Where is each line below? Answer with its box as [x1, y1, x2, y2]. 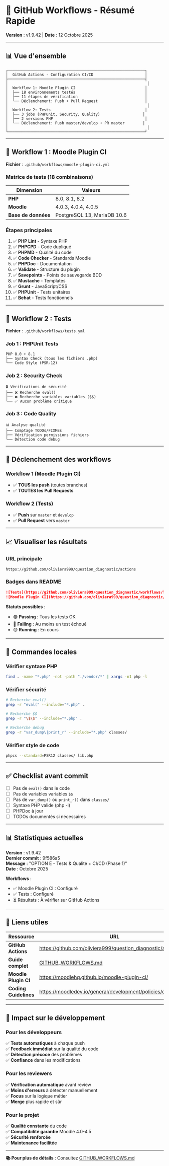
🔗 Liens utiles [6, 918, 49, 927]
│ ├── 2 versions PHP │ [6, 116, 147, 121]
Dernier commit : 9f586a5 [6, 855, 61, 861]
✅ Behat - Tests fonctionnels [13, 295, 73, 301]
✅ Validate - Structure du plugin [13, 266, 80, 272]
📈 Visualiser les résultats [6, 538, 87, 546]
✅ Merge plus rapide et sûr [6, 1099, 62, 1105]
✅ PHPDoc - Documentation [13, 261, 72, 267]
